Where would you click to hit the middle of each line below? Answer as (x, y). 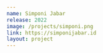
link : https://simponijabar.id (51, 33)
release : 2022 (27, 20)
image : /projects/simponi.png (50, 26)
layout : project (30, 39)
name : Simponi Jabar (36, 13)
